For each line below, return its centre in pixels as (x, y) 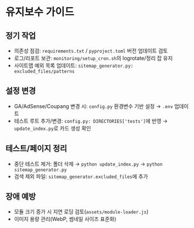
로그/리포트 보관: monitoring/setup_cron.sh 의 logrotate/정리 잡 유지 (93, 58)
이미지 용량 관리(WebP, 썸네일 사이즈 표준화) (65, 219)
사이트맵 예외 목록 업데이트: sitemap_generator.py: (74, 66)
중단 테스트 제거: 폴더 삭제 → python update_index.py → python (88, 164)
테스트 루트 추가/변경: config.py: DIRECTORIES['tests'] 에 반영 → (91, 120)
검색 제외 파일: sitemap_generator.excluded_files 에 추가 (81, 176)
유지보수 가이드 (40, 12)
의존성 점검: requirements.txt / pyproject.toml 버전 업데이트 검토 (91, 51)
